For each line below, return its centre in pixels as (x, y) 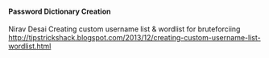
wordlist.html (30, 46)
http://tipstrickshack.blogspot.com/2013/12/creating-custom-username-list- (134, 38)
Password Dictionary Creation (60, 11)
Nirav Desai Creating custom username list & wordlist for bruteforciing (124, 29)
